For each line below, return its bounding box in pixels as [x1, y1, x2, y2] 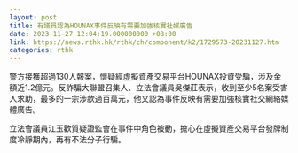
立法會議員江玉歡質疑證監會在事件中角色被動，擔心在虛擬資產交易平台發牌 [9, 123, 281, 134]
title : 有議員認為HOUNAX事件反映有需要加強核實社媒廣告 [9, 21, 193, 30]
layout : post [9, 12, 58, 22]
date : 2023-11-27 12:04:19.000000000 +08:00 [9, 29, 176, 38]
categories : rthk [9, 46, 74, 55]
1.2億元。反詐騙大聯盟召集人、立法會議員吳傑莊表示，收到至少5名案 [24, 82, 273, 93]
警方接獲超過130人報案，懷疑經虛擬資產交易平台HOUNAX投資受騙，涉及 [9, 72, 274, 82]
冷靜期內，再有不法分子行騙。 [16, 134, 126, 145]
